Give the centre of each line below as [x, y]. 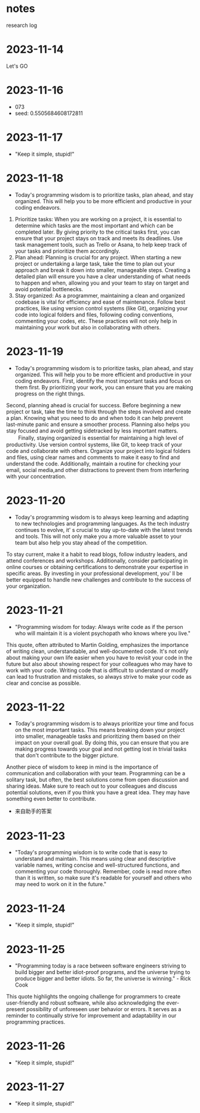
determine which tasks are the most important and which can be [94, 225]
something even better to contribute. [51, 799]
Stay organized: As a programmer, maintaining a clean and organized [100, 295]
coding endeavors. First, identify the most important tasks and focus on [103, 381]
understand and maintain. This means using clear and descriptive [95, 859]
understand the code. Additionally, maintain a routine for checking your [94, 464]
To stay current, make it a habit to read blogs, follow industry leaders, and [97, 554]
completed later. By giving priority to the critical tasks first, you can [97, 232]
